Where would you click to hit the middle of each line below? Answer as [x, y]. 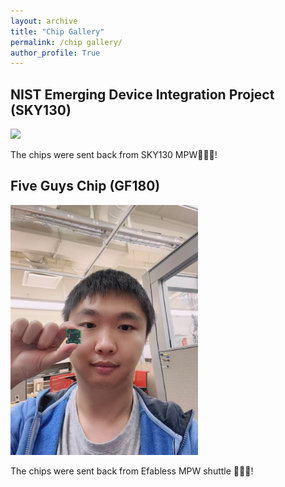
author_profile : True [55, 53]
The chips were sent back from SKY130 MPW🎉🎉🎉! [114, 155]
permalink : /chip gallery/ [66, 42]
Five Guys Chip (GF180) [85, 186]
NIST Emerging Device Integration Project [142, 94]
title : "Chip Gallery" [57, 31]
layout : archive [44, 21]
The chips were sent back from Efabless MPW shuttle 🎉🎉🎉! [132, 471]
